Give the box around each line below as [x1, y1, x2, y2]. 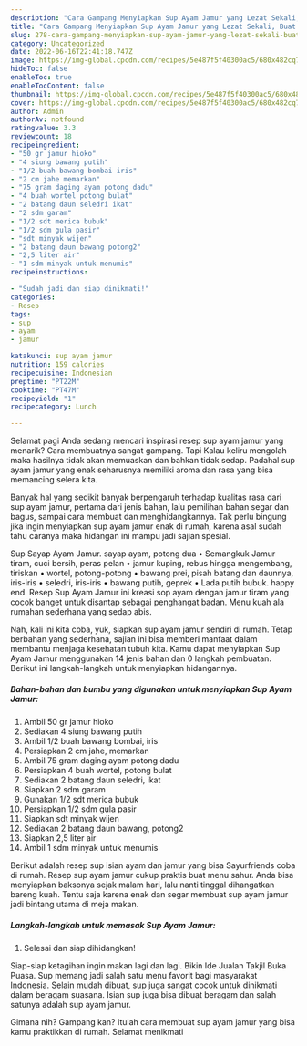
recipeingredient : [10, 140, 80, 150]
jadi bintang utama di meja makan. [10, 899, 139, 910]
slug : [10, 30, 31, 39]
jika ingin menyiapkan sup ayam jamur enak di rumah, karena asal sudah [10, 521, 282, 532]
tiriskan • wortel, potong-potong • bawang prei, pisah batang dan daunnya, [10, 567, 294, 579]
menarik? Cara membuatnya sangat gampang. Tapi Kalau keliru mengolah [10, 445, 288, 456]
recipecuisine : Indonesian [10, 368, 113, 378]
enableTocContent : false [10, 81, 105, 90]
